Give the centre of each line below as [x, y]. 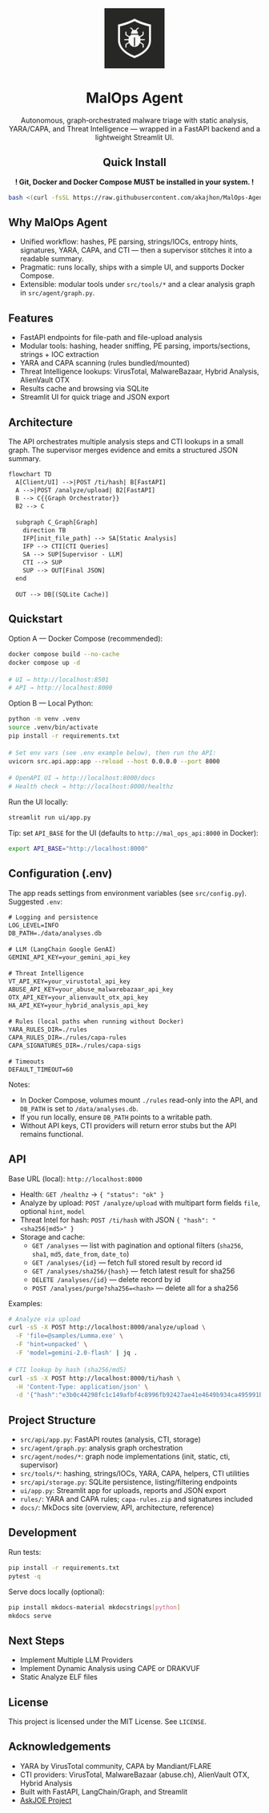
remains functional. [52, 1134]
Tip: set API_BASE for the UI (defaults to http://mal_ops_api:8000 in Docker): [133, 833]
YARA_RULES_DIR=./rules [48, 1030]
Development [43, 1533]
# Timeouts [26, 1062]
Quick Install [134, 162]
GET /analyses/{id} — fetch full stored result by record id [127, 1262]
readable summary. [52, 259]
